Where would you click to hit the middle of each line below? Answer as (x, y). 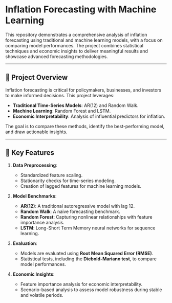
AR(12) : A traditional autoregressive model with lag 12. (77, 206)
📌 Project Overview (37, 77)
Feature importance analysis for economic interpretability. (81, 284)
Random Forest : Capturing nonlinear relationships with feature (86, 217)
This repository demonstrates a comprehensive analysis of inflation (76, 34)
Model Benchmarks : (35, 196)
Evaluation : (25, 243)
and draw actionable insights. (36, 132)
